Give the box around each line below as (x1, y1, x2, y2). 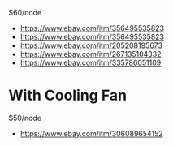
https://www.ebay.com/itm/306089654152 (19, 128, 164, 138)
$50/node (8, 113, 42, 122)
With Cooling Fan (8, 86, 128, 105)
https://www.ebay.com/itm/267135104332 (19, 49, 162, 58)
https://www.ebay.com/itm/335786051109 (19, 58, 162, 67)
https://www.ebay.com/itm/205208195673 (19, 41, 162, 50)
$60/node (8, 8, 42, 17)
